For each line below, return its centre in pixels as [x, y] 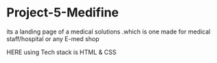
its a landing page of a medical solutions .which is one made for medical [108, 32]
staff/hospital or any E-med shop [53, 38]
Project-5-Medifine [63, 13]
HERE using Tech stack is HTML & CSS [61, 52]
